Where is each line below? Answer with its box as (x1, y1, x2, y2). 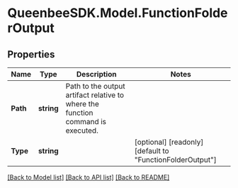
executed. (65, 126, 99, 136)
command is (65, 117, 107, 126)
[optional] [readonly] (134, 137, 204, 147)
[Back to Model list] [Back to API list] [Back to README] (7, 173, 170, 182)
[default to (134, 146, 169, 155)
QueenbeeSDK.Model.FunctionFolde (7, 5, 228, 21)
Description (76, 70, 117, 79)
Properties (7, 48, 55, 60)
